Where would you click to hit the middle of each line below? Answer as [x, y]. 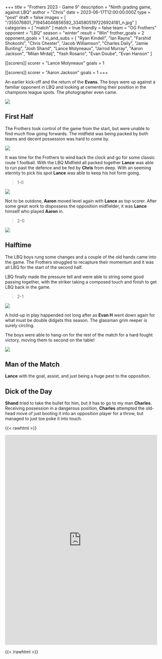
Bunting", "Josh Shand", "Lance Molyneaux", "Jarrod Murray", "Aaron [74, 48]
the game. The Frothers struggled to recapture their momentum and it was [80, 262]
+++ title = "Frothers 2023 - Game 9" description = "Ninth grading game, [78, 7]
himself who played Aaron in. [35, 211]
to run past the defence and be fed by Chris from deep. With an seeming [78, 168]
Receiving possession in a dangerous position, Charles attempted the [75, 408]
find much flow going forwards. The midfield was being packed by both [77, 133]
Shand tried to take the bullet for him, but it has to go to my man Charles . [79, 403]
